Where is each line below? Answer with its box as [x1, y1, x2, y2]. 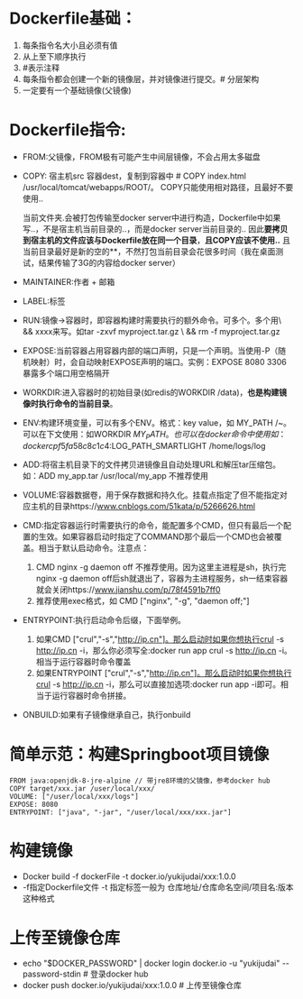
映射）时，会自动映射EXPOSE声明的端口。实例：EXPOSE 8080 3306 [30, 356, 287, 367]
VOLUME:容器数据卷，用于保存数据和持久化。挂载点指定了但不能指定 [22, 489, 280, 500]
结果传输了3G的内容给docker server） [38, 257, 180, 268]
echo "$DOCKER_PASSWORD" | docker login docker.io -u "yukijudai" [22, 958, 280, 969]
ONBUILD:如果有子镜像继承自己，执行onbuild [22, 709, 191, 719]
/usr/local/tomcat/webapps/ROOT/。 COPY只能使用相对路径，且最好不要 [22, 181, 294, 192]
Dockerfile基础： [9, 8, 137, 29]
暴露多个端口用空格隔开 [22, 367, 110, 379]
